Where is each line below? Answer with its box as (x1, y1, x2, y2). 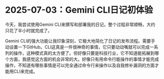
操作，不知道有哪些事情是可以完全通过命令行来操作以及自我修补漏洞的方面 (5, 62, 155, 68)
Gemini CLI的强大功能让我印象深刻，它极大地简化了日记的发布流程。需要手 (5, 38, 155, 44)
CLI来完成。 (13, 68, 38, 74)
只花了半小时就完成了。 (5, 27, 52, 33)
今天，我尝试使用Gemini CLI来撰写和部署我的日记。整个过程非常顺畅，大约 (5, 21, 155, 27)
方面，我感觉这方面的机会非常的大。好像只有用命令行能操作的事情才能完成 (9, 56, 159, 62)
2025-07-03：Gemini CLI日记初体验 (5, 4, 153, 16)
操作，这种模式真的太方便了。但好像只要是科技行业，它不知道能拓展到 (13, 50, 155, 56)
